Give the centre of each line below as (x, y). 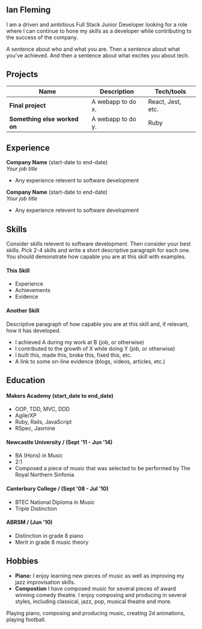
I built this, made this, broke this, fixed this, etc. (73, 355)
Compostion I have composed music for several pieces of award (95, 589)
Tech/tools (170, 91)
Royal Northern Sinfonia (44, 475)
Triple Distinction (36, 508)
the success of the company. (42, 37)
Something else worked (44, 119)
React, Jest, (165, 101)
